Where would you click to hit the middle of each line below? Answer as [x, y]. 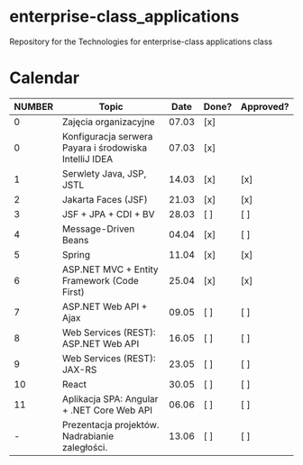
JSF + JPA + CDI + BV [108, 214]
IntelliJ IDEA [87, 159]
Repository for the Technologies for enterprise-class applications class [141, 41]
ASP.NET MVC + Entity [110, 269]
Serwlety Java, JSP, [104, 173]
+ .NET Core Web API [107, 410]
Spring [76, 254]
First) [73, 292]
